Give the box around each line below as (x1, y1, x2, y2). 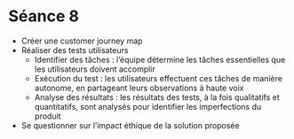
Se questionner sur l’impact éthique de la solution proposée (20, 120, 241, 130)
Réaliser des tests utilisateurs (20, 44, 129, 55)
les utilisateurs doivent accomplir (34, 64, 156, 74)
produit (34, 111, 61, 121)
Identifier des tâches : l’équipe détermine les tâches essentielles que (34, 54, 286, 65)
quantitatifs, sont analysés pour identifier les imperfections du (34, 101, 262, 112)
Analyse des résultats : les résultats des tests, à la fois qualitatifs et (34, 91, 281, 103)
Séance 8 (8, 6, 79, 27)
